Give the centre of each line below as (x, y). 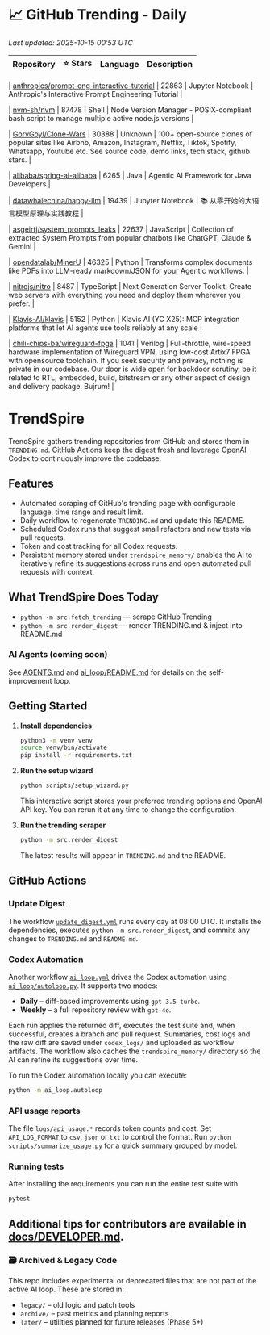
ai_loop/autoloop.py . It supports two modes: (83, 986)
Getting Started (48, 706)
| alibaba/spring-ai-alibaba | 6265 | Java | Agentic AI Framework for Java (130, 175)
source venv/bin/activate (63, 748)
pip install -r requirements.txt (76, 755)
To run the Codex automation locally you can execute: (98, 1075)
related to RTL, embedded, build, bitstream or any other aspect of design (129, 377)
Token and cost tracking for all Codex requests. (99, 546)
